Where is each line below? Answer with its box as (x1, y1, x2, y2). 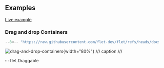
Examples (5, 4, 36, 12)
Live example (5, 16, 32, 22)
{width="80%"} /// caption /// (63, 48, 123, 54)
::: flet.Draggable (5, 57, 39, 63)
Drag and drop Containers (5, 28, 68, 35)
